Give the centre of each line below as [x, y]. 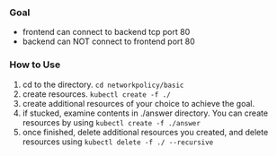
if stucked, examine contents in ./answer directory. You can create [145, 113]
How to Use [35, 65]
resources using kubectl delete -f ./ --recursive [118, 142]
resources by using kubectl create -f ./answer [111, 122]
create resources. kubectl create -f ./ [96, 94]
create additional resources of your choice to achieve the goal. [138, 103]
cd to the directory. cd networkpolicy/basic [103, 84]
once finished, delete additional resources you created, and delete [145, 132]
